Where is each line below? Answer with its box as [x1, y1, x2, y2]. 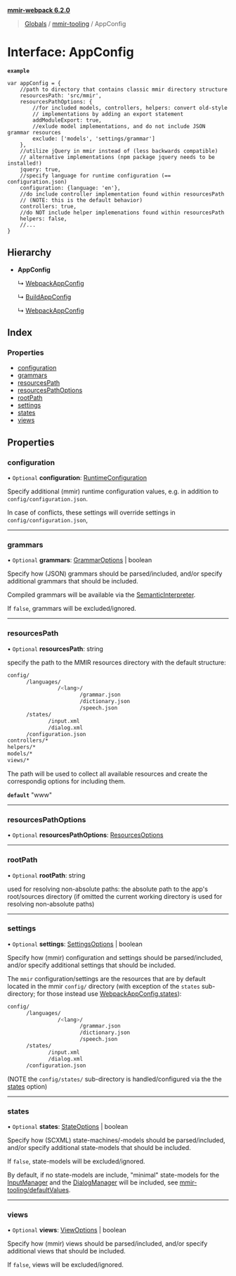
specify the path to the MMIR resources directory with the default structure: [7, 658, 226, 667]
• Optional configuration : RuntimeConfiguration [7, 474, 147, 482]
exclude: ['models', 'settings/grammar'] [32, 135, 156, 142]
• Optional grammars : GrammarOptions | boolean [7, 556, 152, 564]
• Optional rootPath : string [7, 871, 86, 879]
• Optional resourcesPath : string [7, 644, 104, 653]
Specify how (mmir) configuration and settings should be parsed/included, [7, 953, 223, 961]
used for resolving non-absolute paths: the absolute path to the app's [7, 885, 209, 893]
